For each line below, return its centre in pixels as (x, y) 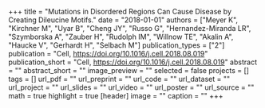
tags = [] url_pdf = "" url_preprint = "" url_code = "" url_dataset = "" (119, 79)
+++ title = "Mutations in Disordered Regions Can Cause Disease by (120, 12)
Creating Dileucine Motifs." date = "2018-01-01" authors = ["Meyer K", (123, 20)
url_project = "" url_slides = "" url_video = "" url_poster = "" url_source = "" (131, 87)
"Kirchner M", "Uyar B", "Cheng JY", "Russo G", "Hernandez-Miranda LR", (130, 28)
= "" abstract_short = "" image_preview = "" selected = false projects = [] (129, 70)
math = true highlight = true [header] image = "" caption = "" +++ (116, 96)
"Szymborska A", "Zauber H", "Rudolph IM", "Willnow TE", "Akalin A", (121, 37)
